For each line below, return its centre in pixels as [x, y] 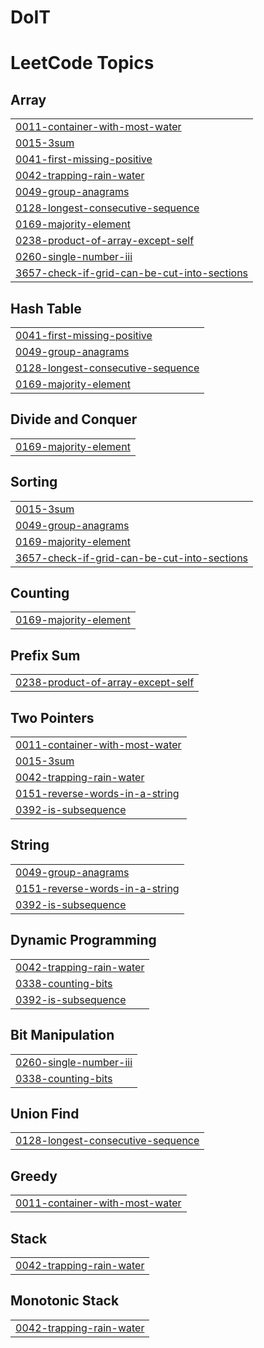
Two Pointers [52, 717]
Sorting [34, 482]
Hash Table [46, 308]
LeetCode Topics [82, 63]
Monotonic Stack [65, 1301]
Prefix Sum [45, 655]
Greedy [34, 1176]
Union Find [45, 1113]
